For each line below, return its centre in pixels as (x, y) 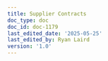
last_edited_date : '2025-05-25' (55, 33)
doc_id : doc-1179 (33, 27)
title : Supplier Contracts (47, 14)
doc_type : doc (28, 20)
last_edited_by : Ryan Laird (49, 40)
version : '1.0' (30, 46)
